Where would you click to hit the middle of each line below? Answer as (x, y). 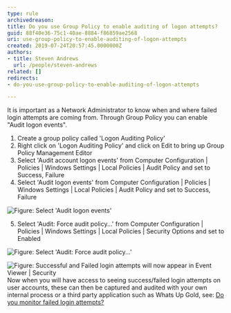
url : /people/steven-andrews (55, 65)
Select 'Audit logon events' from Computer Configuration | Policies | (114, 182)
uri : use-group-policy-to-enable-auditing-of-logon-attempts (97, 39)
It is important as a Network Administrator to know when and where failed (112, 110)
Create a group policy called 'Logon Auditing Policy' (91, 138)
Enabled (29, 239)
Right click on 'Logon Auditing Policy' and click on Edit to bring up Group (121, 145)
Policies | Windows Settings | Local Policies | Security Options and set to (121, 231)
